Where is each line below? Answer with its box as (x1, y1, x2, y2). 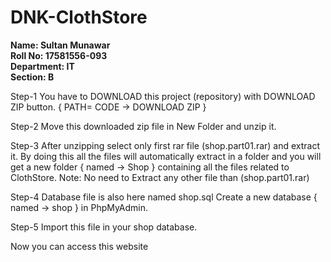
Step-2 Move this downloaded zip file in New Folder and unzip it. (10, 120, 277, 132)
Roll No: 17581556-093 (10, 49, 108, 61)
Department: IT (10, 60, 75, 72)
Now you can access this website (10, 240, 149, 252)
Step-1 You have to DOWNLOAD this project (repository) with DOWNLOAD (10, 90, 316, 102)
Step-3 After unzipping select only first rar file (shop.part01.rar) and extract (10, 139, 321, 151)
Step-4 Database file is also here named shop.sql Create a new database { (10, 191, 318, 203)
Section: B (10, 71, 55, 83)
